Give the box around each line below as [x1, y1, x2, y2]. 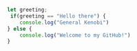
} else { [7, 25, 32, 32]
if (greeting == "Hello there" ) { [10, 12, 107, 20]
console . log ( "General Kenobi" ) [19, 19, 109, 26]
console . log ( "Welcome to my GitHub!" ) [19, 31, 131, 39]
